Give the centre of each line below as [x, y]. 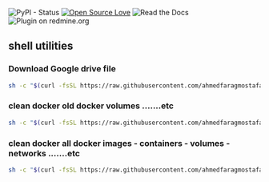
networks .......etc [44, 153]
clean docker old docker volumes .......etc [91, 106]
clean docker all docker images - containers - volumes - [119, 143]
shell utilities [41, 46]
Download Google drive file [62, 69]
